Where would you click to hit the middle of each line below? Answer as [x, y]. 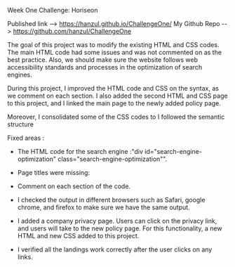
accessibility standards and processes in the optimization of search [105, 67]
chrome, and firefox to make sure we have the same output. [104, 207]
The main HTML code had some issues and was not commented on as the [115, 52]
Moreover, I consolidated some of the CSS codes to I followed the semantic [116, 117]
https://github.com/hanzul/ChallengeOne [72, 31]
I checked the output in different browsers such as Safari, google [111, 200]
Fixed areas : [26, 138]
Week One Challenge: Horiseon [53, 10]
